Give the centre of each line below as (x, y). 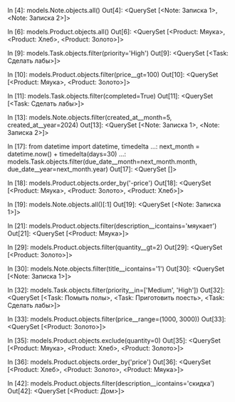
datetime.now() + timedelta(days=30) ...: (67, 154)
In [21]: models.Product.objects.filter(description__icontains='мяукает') (112, 226)
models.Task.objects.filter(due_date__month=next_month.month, (102, 161)
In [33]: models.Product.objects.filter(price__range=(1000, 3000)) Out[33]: (117, 319)
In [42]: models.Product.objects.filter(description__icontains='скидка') (111, 383)
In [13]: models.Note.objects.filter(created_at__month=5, (90, 117)
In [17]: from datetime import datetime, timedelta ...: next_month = (104, 146)
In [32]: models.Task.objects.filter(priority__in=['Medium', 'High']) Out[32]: (116, 290)
